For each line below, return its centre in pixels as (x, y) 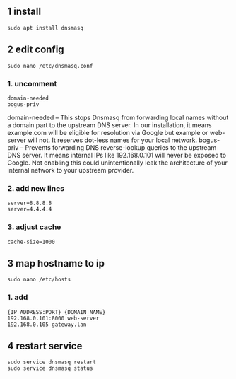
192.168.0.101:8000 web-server (53, 318)
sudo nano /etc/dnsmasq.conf (50, 66)
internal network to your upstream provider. (71, 170)
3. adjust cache (34, 227)
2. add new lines (36, 188)
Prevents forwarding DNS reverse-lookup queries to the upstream (121, 147)
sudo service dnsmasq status (50, 368)
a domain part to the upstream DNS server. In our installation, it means (110, 125)
